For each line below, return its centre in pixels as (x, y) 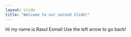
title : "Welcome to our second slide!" (48, 15)
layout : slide (20, 10)
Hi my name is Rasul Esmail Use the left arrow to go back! (66, 29)
